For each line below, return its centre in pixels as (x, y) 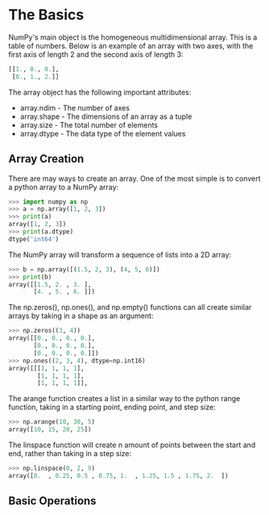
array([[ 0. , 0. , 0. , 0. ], (52, 338)
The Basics (46, 15)
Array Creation (46, 159)
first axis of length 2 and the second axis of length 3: (96, 54)
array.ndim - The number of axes (75, 107)
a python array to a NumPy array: (64, 186)
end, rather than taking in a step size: (70, 453)
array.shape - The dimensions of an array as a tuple (106, 116)
